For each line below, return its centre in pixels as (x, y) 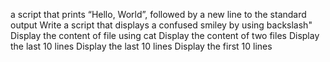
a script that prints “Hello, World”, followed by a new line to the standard (158, 14)
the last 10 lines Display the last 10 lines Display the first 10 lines (141, 46)
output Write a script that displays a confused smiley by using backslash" (161, 25)
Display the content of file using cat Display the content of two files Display (165, 35)
